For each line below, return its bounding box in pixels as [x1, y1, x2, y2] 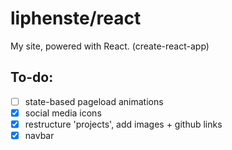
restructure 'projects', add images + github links [24, 118, 223, 130]
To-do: [10, 69, 54, 86]
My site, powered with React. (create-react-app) [10, 40, 210, 52]
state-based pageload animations [24, 95, 164, 107]
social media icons [24, 107, 102, 119]
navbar [24, 129, 55, 141]
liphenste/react [10, 7, 142, 30]
